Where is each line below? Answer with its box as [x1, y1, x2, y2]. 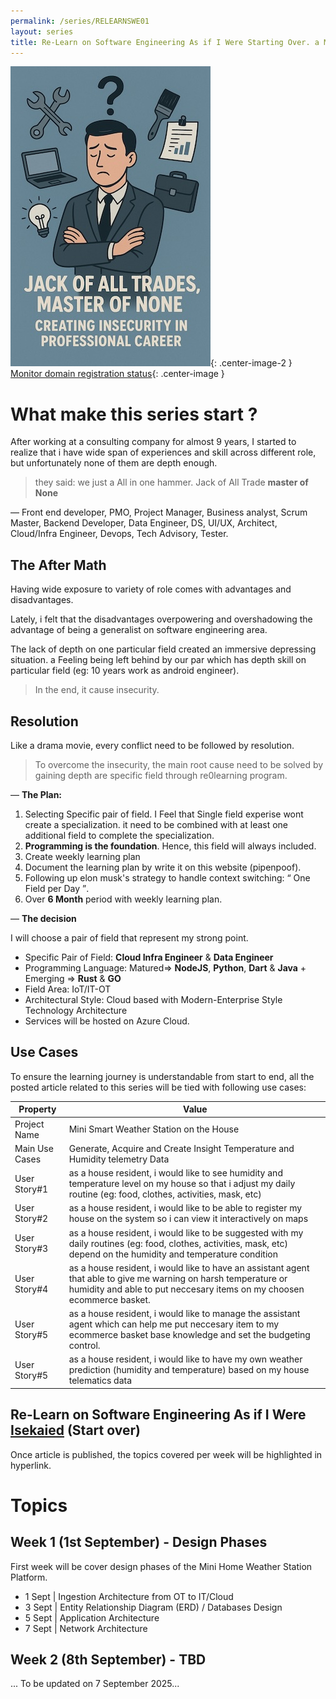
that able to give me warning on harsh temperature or [68, 1272, 288, 1284]
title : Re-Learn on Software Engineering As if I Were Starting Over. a [10, 37, 320, 47]
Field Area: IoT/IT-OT [24, 983, 112, 995]
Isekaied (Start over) [10, 1422, 141, 1439]
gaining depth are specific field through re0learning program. [34, 769, 288, 781]
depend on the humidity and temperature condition [68, 1248, 278, 1260]
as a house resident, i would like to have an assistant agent [68, 1261, 310, 1274]
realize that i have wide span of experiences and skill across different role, [10, 446, 317, 459]
